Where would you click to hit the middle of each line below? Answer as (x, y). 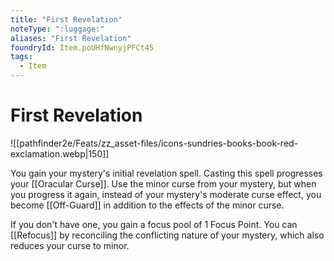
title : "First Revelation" (66, 19)
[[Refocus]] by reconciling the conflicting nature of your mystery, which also (167, 235)
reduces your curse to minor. (70, 245)
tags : (21, 57)
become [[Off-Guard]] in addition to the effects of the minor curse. (147, 205)
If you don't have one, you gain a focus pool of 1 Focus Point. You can (154, 224)
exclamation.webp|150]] (60, 153)
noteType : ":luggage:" (57, 29)
